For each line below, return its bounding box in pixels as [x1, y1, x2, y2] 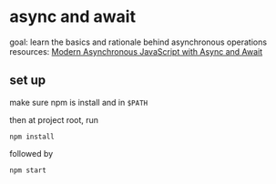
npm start [9, 166, 47, 175]
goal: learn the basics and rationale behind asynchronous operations [9, 36, 267, 47]
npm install [9, 132, 55, 141]
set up [9, 73, 46, 88]
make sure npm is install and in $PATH [9, 97, 148, 107]
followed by [9, 148, 54, 158]
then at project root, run [9, 114, 98, 125]
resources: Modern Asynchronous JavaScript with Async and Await [9, 46, 263, 56]
